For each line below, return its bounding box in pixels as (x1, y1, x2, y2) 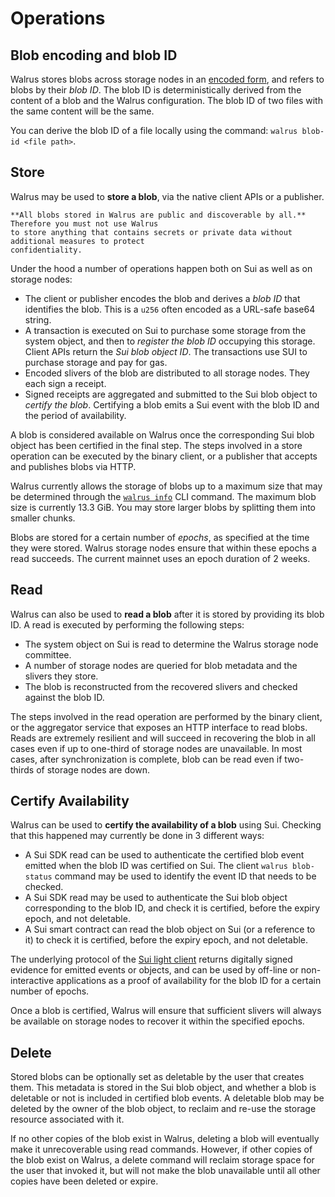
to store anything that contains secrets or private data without (10, 227, 293, 237)
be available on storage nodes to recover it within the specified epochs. (10, 1015, 305, 1027)
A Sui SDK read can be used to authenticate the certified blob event (24, 849, 305, 861)
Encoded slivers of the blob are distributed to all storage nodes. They (24, 367, 310, 379)
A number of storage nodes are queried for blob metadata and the (24, 659, 298, 671)
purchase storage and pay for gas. (24, 356, 168, 368)
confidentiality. (10, 245, 83, 255)
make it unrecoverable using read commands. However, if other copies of (10, 1143, 313, 1156)
